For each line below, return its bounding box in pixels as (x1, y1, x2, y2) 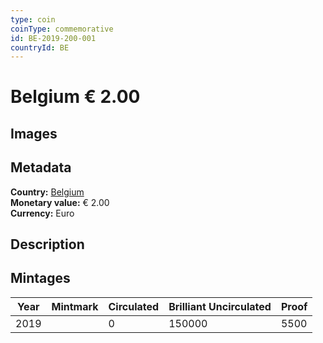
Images (10, 125, 58, 142)
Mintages (10, 270, 71, 287)
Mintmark (51, 299, 99, 313)
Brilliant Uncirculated (168, 299, 272, 313)
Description (10, 236, 85, 253)
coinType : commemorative (10, 24, 114, 34)
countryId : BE (10, 42, 70, 53)
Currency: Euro (10, 207, 75, 219)
